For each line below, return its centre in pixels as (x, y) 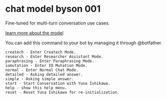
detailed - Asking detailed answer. (44, 75)
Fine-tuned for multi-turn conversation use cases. (58, 23)
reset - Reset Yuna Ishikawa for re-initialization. (62, 92)
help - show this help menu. (36, 88)
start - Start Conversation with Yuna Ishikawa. (58, 83)
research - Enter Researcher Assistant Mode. (54, 57)
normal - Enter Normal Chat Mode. (42, 70)
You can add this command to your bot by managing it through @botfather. (84, 43)
